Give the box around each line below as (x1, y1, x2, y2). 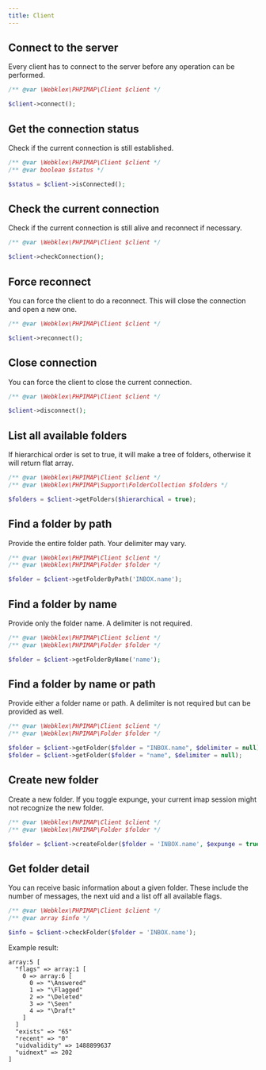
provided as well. (8, 707, 64, 717)
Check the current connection (8, 202, 160, 216)
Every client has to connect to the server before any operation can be (8, 62, 235, 71)
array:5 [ (8, 958, 41, 966)
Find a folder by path (8, 518, 112, 531)
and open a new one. (8, 305, 78, 314)
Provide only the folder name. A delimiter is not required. (8, 618, 192, 628)
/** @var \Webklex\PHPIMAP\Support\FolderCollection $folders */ (8, 481, 228, 489)
